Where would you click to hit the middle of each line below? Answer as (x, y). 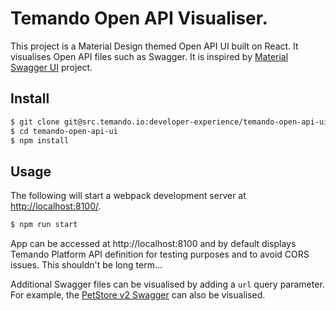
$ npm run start (44, 225)
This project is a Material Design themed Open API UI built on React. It (154, 46)
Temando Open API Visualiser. (139, 18)
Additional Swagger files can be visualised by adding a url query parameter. (167, 284)
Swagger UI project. (51, 67)
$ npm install (40, 140)
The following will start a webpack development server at (128, 196)
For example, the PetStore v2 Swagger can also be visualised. (138, 295)
